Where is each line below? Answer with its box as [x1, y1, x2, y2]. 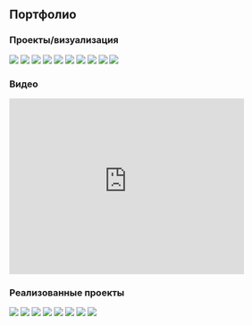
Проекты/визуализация [9, 34, 119, 46]
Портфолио [9, 7, 77, 22]
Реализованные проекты [9, 286, 125, 298]
